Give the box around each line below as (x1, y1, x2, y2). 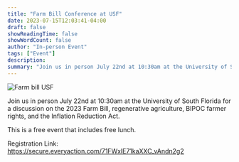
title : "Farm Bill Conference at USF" (7, 10, 122, 18)
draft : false (7, 23, 46, 31)
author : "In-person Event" (7, 43, 87, 50)
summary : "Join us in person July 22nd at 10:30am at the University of (7, 63, 228, 70)
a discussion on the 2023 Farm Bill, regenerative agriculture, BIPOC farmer (7, 104, 227, 112)
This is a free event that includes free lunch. (7, 125, 137, 134)
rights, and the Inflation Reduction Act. (7, 112, 120, 120)
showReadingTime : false (7, 30, 78, 38)
